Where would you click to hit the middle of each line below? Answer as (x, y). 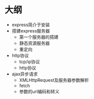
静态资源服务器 (34, 43)
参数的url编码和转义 (39, 91)
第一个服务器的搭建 (39, 37)
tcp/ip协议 (29, 62)
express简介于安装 (31, 25)
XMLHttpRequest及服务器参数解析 (54, 80)
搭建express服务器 (31, 31)
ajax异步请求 (25, 74)
